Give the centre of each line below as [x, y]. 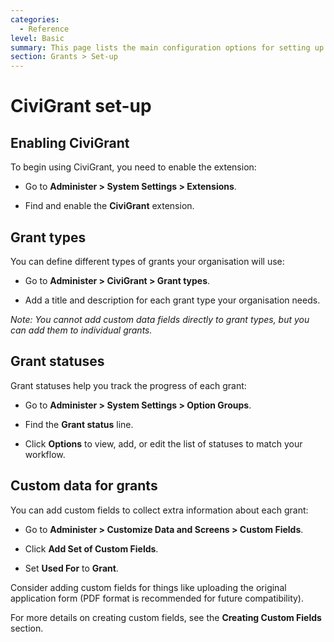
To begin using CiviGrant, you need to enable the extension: [133, 167]
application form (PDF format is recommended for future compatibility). [157, 598]
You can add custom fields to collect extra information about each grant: [159, 510]
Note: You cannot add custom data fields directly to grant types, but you [160, 319]
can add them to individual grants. [81, 330]
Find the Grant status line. [79, 424]
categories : [35, 19]
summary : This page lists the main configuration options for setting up [167, 47]
